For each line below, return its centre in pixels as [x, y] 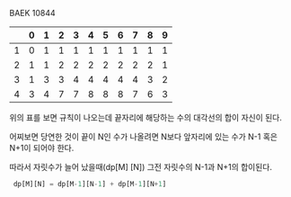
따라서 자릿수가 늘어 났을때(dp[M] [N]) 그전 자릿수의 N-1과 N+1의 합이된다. [141, 167]
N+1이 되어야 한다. [42, 148]
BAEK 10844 [32, 13]
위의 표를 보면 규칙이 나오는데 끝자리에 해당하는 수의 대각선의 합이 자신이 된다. [146, 117]
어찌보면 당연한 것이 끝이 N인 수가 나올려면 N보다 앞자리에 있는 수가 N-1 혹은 [144, 137]
